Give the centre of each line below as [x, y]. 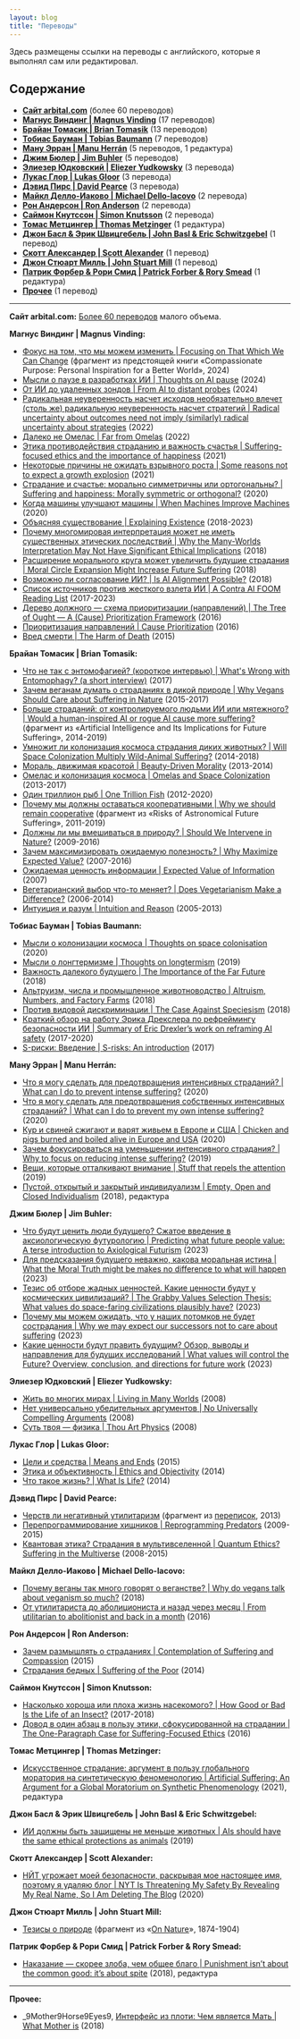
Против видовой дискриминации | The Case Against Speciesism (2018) [156, 1010]
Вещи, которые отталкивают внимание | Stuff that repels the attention [154, 1168]
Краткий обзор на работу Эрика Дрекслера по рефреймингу [139, 1019]
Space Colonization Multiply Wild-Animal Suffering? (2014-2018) [141, 757]
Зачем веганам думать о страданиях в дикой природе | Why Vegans [153, 690]
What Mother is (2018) [63, 2026]
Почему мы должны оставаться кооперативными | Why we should [149, 804]
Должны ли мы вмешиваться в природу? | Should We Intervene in [147, 833]
